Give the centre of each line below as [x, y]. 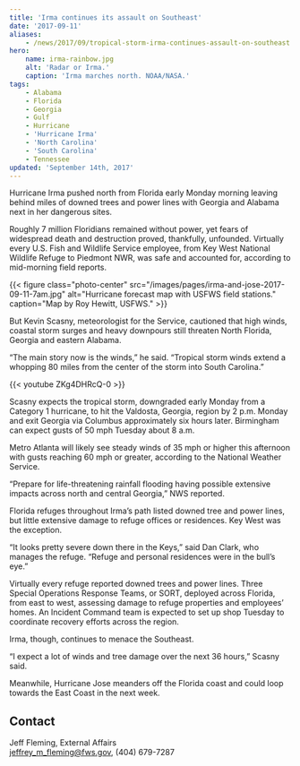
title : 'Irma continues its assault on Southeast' [106, 17]
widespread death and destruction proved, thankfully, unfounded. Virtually [147, 239]
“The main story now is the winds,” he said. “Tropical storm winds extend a [148, 357]
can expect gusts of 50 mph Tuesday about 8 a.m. [102, 430]
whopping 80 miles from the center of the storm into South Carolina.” [137, 367]
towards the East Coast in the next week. [85, 693]
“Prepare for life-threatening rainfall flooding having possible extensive [140, 484]
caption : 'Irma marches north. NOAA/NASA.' [108, 76]
